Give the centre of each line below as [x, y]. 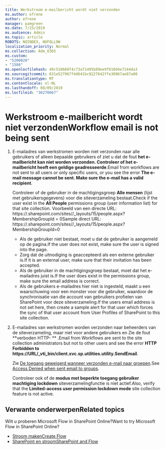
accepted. [30, 266]
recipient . [22, 183]
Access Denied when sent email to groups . [56, 368]
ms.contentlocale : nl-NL [31, 83]
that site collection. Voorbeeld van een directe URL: [64, 209]
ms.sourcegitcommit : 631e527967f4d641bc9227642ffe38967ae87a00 [71, 74]
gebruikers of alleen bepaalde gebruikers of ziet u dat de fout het [79, 157]
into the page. [34, 250]
